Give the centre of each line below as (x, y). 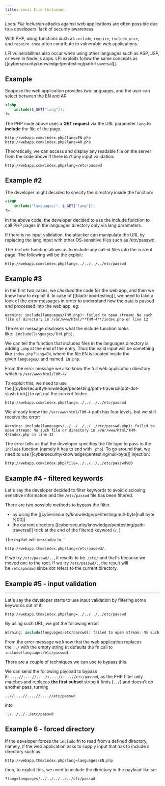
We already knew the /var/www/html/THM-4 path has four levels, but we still (81, 412)
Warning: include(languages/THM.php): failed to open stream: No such (79, 315)
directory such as (23, 751)
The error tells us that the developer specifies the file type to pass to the (78, 444)
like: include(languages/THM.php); (40, 334)
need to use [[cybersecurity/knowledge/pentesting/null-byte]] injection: (78, 454)
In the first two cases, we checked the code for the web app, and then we (80, 291)
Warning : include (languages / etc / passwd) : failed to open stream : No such (82, 632)
